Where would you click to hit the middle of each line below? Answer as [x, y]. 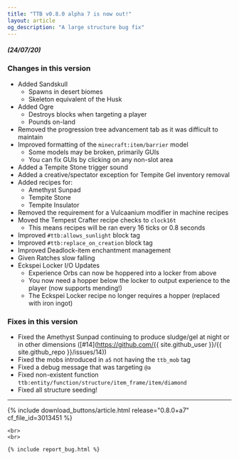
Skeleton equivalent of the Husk [75, 99]
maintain [30, 137]
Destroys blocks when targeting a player [87, 114]
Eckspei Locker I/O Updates [59, 265]
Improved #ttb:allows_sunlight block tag [79, 235]
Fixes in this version [43, 321]
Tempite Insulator [54, 205]
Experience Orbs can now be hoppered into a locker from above [122, 273]
